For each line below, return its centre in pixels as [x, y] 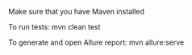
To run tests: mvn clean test [54, 27]
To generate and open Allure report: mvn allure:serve [96, 42]
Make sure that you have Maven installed [77, 12]
